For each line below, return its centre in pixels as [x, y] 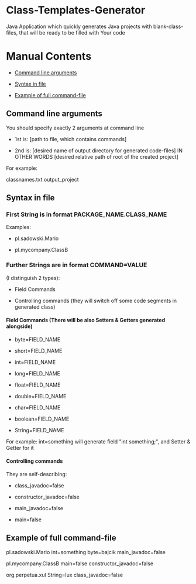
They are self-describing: [37, 474]
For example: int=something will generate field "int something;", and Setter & [98, 441]
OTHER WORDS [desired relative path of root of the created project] [96, 156]
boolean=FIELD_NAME [42, 419]
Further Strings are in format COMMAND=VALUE [77, 265]
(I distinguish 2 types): [33, 278]
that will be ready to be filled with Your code [72, 32]
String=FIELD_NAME [39, 430]
